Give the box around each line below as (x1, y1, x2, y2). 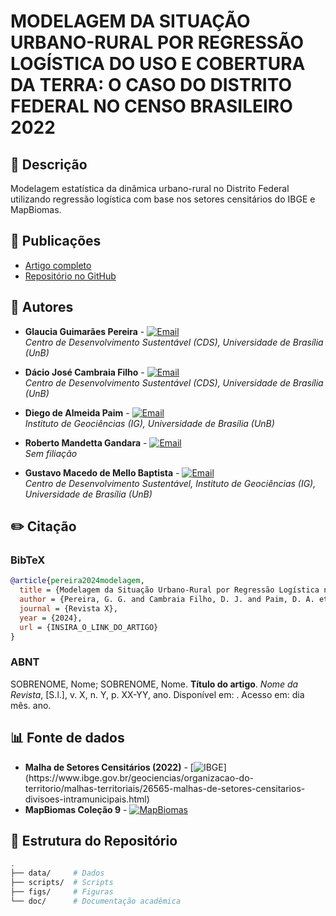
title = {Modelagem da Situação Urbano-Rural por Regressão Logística (19, 585, 320, 595)
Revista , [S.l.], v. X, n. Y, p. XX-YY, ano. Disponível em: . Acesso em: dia (10, 688, 305, 700)
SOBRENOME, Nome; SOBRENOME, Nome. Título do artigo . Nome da (10, 678, 299, 690)
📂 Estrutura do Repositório (10, 832, 178, 849)
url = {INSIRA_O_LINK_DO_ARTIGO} (19, 622, 159, 632)
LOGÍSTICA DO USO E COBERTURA (10, 53, 306, 75)
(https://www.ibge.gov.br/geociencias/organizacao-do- (24, 771, 254, 784)
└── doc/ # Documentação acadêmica (10, 896, 182, 906)
